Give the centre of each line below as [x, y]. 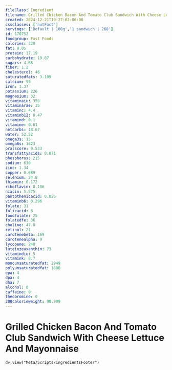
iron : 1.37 [17, 86]
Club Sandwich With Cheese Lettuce [85, 338]
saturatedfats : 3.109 [28, 77]
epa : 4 [12, 273]
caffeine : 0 [18, 292]
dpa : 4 [12, 277]
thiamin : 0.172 [21, 182]
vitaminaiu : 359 [23, 101]
